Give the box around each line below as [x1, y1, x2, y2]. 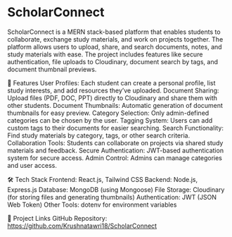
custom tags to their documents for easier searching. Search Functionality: [7, 123, 224, 132]
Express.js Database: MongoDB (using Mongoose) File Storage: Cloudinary [7, 185, 225, 194]
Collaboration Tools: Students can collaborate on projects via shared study [7, 138, 224, 147]
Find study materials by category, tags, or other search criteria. [7, 131, 191, 140]
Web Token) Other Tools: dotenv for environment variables [7, 200, 177, 209]
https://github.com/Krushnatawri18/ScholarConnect [7, 221, 157, 230]
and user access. [7, 161, 58, 169]
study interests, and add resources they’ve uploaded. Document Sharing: [7, 86, 219, 95]
